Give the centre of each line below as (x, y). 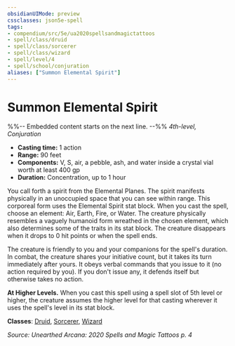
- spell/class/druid (38, 40)
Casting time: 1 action (49, 147)
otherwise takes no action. (46, 279)
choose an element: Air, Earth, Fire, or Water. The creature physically (107, 213)
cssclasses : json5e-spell (45, 20)
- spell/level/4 (31, 60)
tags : (15, 27)
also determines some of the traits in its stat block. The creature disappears (116, 228)
